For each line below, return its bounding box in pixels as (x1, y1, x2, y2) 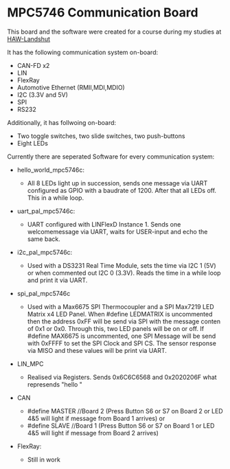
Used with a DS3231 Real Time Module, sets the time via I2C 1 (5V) (27, 261, 216, 269)
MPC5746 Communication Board (7, 5, 198, 21)
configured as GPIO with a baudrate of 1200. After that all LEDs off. (27, 186, 217, 194)
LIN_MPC (16, 359, 44, 368)
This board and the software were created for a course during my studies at (7, 27, 222, 36)
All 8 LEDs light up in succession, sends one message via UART (27, 179, 208, 187)
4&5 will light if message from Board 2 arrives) (27, 428, 159, 437)
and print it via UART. (27, 276, 88, 284)
